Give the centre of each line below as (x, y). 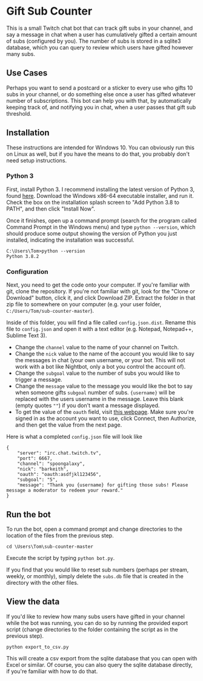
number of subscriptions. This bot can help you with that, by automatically (99, 100)
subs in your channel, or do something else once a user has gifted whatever (101, 94)
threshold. (19, 113)
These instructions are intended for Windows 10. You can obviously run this (101, 147)
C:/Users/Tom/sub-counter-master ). (50, 311)
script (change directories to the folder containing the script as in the (92, 629)
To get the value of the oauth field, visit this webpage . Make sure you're (104, 412)
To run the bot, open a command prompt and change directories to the (95, 529)
